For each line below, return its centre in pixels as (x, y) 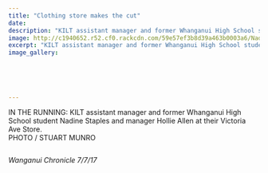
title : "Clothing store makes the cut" (75, 16)
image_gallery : (33, 53)
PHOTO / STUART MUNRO (52, 138)
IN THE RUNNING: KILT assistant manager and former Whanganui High (125, 112)
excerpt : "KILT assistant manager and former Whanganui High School (124, 45)
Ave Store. (25, 129)
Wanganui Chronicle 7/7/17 (53, 160)
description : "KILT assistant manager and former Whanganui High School (132, 30)
